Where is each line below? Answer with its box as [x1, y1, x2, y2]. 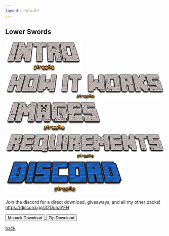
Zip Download [48, 215, 75, 221]
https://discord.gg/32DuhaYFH [5, 205, 69, 211]
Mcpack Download [8, 215, 43, 221]
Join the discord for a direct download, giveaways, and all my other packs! [5, 199, 161, 205]
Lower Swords [5, 28, 52, 36]
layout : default [5, 8, 39, 13]
